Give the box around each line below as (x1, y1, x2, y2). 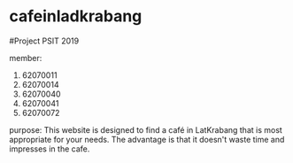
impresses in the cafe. (9, 144, 90, 154)
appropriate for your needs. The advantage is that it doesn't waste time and (9, 134, 285, 144)
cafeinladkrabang (9, 6, 143, 27)
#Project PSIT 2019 (9, 35, 80, 46)
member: (9, 52, 42, 63)
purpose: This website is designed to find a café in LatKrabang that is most (9, 124, 283, 135)
